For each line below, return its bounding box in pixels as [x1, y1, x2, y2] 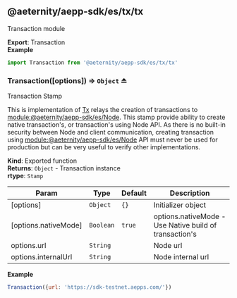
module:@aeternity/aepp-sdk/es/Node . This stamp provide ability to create [7, 113, 226, 121]
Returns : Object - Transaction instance [7, 163, 121, 172]
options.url [11, 240, 47, 250]
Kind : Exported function [7, 156, 78, 165]
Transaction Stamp [7, 92, 62, 100]
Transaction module [7, 24, 66, 32]
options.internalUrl [11, 252, 73, 261]
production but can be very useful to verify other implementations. [7, 142, 201, 151]
